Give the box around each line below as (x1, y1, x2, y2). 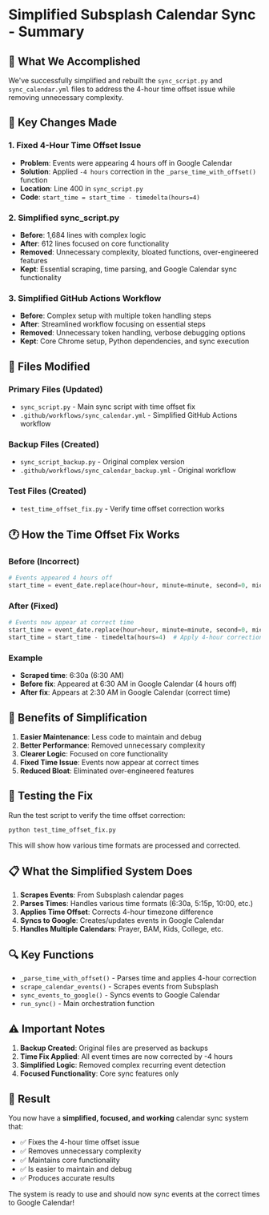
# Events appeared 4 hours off (8, 574, 113, 582)
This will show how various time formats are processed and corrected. (8, 840, 241, 850)
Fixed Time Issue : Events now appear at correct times (19, 758, 199, 768)
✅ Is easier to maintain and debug (19, 1164, 132, 1173)
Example (8, 652, 43, 664)
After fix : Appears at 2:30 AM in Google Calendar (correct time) (19, 688, 231, 697)
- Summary (8, 22, 85, 41)
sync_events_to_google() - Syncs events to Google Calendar (19, 990, 220, 1000)
